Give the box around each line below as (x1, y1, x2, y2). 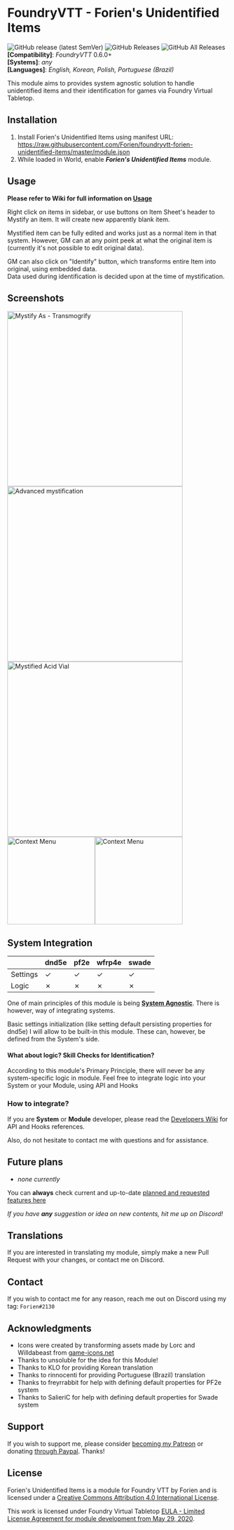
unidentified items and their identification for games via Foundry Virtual (7, 86, 213, 95)
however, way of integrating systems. (7, 1006, 116, 1015)
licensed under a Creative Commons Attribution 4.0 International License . (7, 1493, 219, 1501)
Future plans (7, 1156, 63, 1168)
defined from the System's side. (7, 1035, 100, 1044)
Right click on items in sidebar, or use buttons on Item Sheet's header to (7, 207, 215, 216)
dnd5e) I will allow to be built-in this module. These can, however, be (7, 1027, 206, 1036)
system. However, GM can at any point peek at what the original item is (7, 236, 212, 245)
